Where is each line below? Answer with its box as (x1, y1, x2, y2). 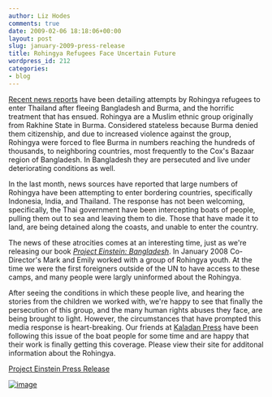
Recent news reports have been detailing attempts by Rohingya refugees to (8, 94, 261, 104)
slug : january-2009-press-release (8, 42, 126, 50)
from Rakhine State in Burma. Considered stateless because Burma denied (8, 120, 258, 130)
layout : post (8, 34, 53, 43)
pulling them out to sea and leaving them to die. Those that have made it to (8, 213, 259, 223)
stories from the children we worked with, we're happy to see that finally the (8, 297, 263, 306)
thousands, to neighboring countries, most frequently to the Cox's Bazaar (8, 146, 254, 156)
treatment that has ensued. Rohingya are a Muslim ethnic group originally (8, 111, 253, 122)
